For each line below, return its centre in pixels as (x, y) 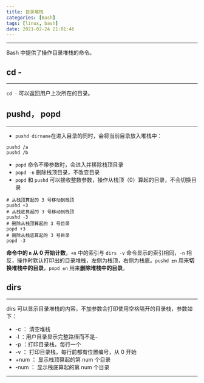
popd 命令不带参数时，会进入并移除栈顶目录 (69, 164)
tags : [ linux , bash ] (32, 23)
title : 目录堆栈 (25, 12)
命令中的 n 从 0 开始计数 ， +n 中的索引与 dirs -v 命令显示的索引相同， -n (96, 252)
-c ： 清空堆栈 (33, 329)
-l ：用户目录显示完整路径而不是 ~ (56, 336)
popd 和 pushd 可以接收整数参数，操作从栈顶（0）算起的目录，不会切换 (103, 179)
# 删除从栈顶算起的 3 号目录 (38, 223)
